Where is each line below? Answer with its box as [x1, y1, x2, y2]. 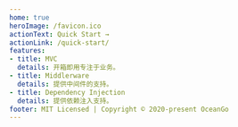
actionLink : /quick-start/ [9, 38, 110, 47]
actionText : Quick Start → [9, 30, 110, 38]
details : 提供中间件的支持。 [17, 80, 113, 89]
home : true [9, 13, 50, 22]
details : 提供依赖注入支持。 [17, 96, 113, 106]
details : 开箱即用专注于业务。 [17, 63, 120, 72]
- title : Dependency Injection [9, 88, 126, 97]
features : [9, 47, 46, 55]
